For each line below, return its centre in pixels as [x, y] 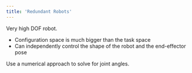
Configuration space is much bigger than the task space [82, 39]
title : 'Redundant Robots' [39, 11]
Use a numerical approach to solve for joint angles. [68, 64]
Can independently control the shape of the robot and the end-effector [100, 46]
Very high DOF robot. [32, 28]
